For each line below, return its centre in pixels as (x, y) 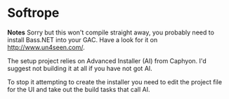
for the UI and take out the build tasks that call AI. (79, 89)
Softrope (33, 13)
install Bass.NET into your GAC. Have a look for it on (83, 39)
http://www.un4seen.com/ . (46, 47)
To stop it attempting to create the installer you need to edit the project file (115, 81)
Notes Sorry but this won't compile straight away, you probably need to (111, 32)
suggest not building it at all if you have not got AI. (80, 68)
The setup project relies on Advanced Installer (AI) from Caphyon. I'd (107, 60)
